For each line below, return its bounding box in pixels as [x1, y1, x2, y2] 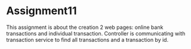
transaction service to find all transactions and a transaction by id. [6, 36, 169, 43]
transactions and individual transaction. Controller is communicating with [6, 30, 186, 37]
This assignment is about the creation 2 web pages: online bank [6, 24, 164, 31]
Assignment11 [6, 4, 77, 18]
